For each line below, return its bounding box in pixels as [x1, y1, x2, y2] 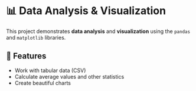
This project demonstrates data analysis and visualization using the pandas [6, 27, 191, 35]
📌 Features [6, 51, 47, 61]
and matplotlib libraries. [6, 34, 66, 41]
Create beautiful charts [14, 79, 71, 86]
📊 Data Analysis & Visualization [6, 4, 166, 18]
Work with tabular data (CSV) [14, 67, 86, 74]
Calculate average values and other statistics [14, 73, 125, 80]
